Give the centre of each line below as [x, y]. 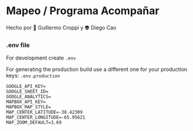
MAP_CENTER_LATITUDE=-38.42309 [44, 112]
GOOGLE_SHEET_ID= [27, 92]
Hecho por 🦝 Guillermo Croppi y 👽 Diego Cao [61, 27]
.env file [18, 45]
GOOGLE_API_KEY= [26, 87]
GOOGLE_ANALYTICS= [29, 97]
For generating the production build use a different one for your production [97, 70]
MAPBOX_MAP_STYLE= [29, 107]
